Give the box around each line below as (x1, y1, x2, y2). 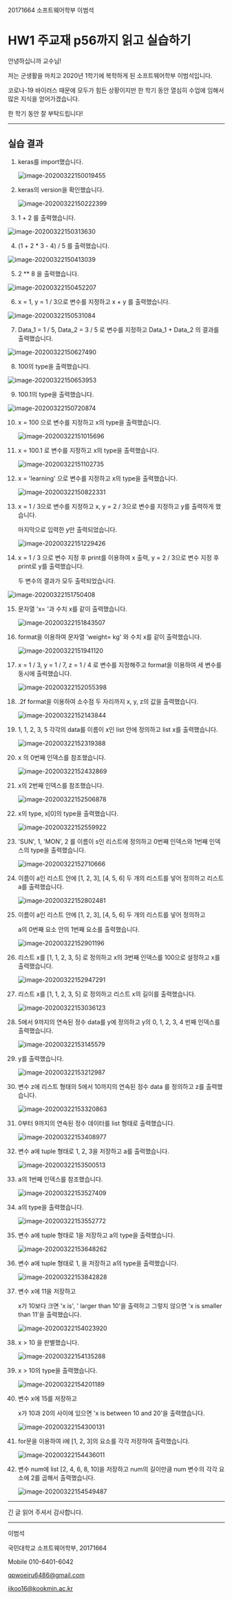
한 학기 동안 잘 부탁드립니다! (8, 109, 83, 117)
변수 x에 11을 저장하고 (17, 1287, 76, 1295)
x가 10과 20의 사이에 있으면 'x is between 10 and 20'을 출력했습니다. (17, 1409, 205, 1417)
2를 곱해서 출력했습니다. (30, 1474, 96, 1482)
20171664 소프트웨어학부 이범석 (8, 6, 94, 14)
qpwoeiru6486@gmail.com (8, 1571, 85, 1579)
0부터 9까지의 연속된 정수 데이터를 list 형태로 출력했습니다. (17, 1119, 175, 1127)
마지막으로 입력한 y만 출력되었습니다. (17, 525, 118, 533)
